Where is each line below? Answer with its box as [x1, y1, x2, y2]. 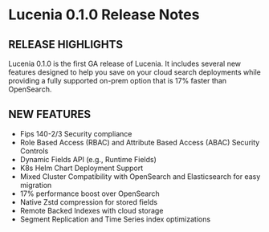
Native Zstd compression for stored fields [19, 197, 158, 206]
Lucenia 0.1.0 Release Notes [8, 6, 200, 24]
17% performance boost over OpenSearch [19, 189, 160, 198]
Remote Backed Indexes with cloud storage [19, 206, 164, 215]
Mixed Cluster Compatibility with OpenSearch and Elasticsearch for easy [19, 171, 261, 181]
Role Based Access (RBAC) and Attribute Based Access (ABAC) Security [19, 137, 260, 147]
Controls [19, 146, 49, 156]
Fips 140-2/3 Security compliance [19, 128, 132, 138]
